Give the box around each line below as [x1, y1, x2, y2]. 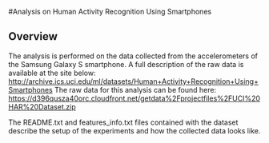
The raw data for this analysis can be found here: [54, 85, 217, 94]
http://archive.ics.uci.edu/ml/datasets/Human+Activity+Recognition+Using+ [8, 76, 259, 86]
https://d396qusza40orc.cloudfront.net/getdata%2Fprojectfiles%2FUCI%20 [8, 93, 261, 103]
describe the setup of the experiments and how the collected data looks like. [8, 125, 261, 135]
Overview [8, 30, 58, 43]
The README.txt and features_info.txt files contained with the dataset [8, 117, 239, 127]
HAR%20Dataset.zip [8, 101, 76, 111]
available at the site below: [8, 68, 96, 77]
